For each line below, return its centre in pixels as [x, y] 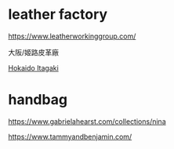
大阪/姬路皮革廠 [34, 52]
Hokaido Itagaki [33, 67]
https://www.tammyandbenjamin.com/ [70, 136]
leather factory [58, 15]
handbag [38, 100]
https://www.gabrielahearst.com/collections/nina [87, 121]
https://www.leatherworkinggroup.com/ [72, 36]
